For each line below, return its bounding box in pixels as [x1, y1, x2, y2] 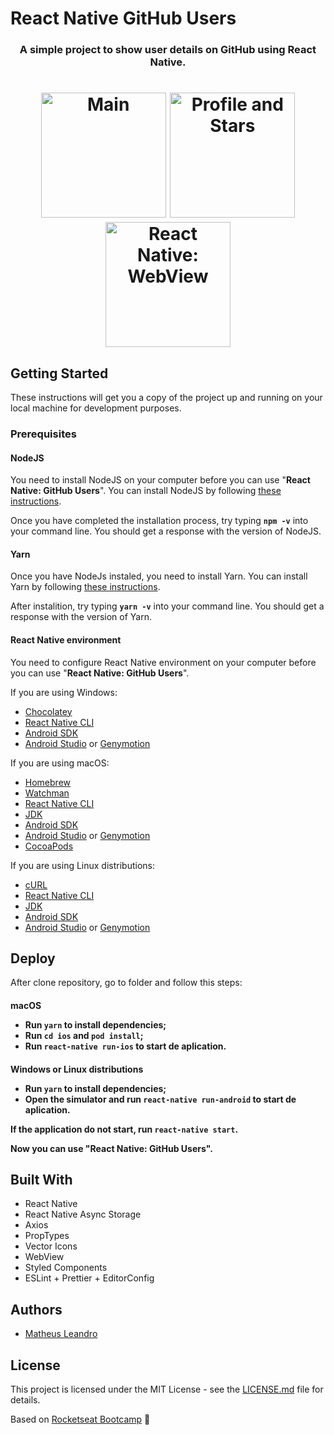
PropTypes [24, 1230, 70, 1242]
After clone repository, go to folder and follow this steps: [10, 977, 243, 989]
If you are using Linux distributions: [10, 859, 156, 871]
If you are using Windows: [10, 686, 118, 698]
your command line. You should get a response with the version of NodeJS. [10, 525, 322, 537]
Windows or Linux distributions [10, 1063, 144, 1075]
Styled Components [24, 1262, 108, 1274]
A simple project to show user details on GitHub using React [19, 43, 317, 57]
